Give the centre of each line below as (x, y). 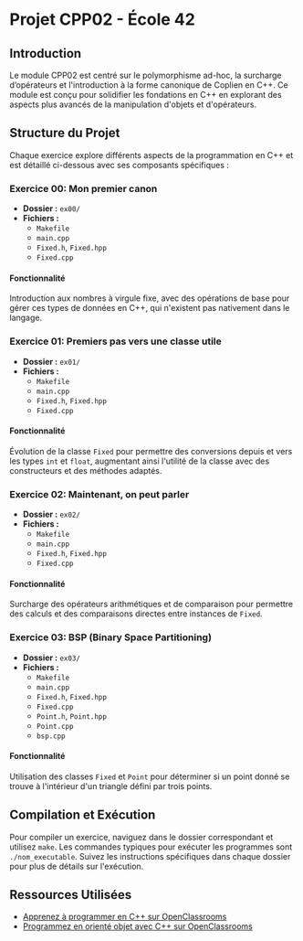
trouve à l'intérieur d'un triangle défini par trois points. (111, 786)
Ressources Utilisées (71, 895)
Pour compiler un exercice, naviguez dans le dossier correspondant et (141, 837)
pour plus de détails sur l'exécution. (77, 866)
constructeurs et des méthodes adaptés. (86, 470)
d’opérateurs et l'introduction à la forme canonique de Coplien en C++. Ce (149, 85)
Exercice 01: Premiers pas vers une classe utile (115, 341)
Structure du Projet (65, 133)
